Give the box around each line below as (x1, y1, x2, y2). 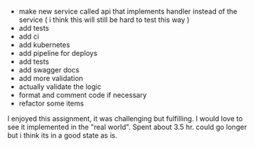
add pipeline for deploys (18, 49, 98, 57)
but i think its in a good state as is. (7, 131, 118, 140)
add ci (18, 31, 40, 41)
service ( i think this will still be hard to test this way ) (18, 15, 190, 24)
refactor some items (18, 98, 84, 108)
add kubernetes (18, 40, 71, 50)
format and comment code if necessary (18, 91, 147, 99)
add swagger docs (18, 65, 80, 74)
